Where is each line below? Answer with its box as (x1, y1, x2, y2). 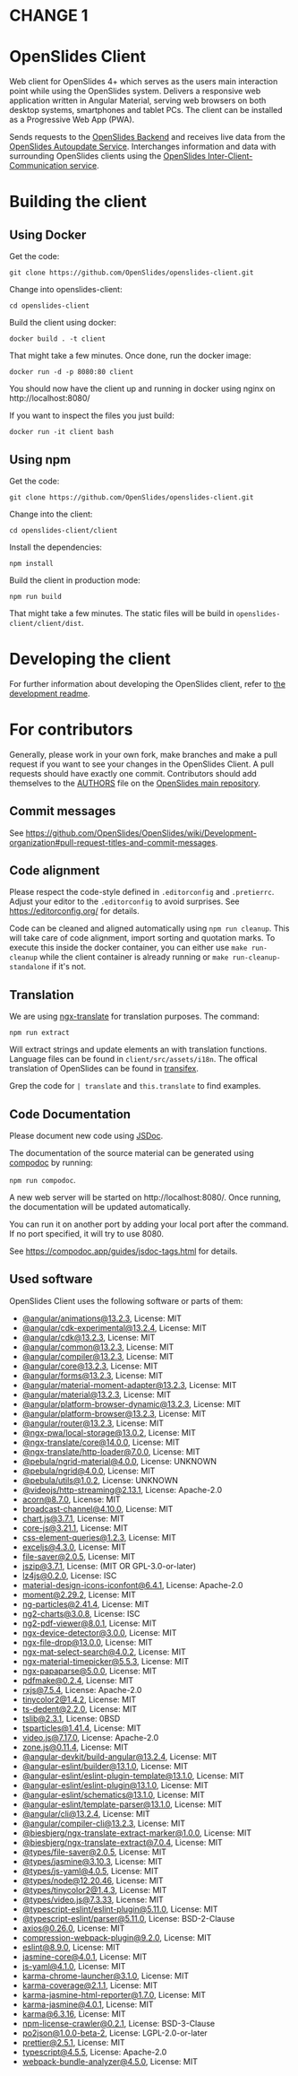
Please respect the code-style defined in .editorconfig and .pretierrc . (9, 887, 275, 898)
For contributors (9, 719, 133, 740)
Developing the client (9, 649, 172, 669)
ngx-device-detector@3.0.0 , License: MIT (21, 1627, 177, 1637)
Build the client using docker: (9, 317, 117, 328)
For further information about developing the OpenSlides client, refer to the (9, 678, 286, 689)
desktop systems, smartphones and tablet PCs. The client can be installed (9, 105, 284, 116)
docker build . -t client (9, 334, 106, 343)
